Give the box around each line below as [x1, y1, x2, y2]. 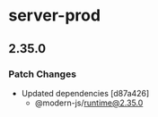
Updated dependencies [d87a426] [21, 88, 150, 98]
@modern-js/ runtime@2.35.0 [34, 97, 144, 108]
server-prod [8, 5, 101, 26]
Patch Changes [8, 68, 77, 80]
